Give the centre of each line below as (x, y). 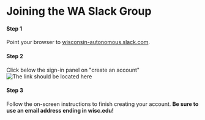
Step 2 (15, 56)
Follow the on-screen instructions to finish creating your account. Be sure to (102, 104)
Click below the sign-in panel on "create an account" (73, 70)
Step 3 (15, 91)
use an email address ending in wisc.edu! (60, 110)
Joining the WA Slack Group (79, 11)
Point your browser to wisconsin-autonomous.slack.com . (78, 42)
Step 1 (14, 28)
